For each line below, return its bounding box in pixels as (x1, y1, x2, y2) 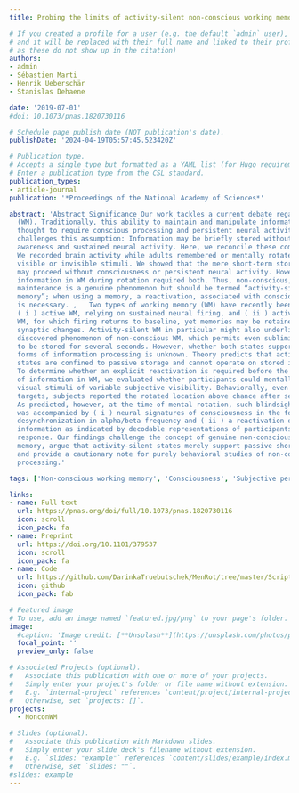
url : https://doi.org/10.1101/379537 (17, 540, 158, 549)
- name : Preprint (9, 531, 74, 540)
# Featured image (9, 605, 74, 615)
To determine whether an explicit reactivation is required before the (17, 367, 289, 376)
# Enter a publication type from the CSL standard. (9, 168, 205, 177)
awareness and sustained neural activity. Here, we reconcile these (17, 242, 277, 251)
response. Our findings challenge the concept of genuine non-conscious (17, 433, 293, 442)
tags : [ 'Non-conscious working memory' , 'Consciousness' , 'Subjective (9, 474, 277, 483)
